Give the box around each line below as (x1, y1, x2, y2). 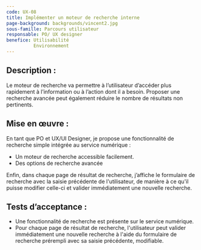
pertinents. (6, 101, 33, 108)
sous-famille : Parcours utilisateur (6, 26, 99, 32)
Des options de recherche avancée (15, 159, 103, 167)
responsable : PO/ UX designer (6, 32, 83, 38)
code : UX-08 (6, 9, 36, 15)
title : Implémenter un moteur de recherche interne (6, 15, 140, 21)
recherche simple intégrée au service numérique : (6, 141, 131, 148)
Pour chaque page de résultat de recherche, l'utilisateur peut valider (15, 224, 186, 232)
